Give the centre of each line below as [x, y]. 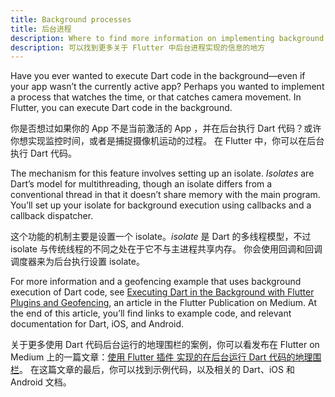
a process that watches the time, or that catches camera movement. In [156, 97]
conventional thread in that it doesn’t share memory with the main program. [165, 195]
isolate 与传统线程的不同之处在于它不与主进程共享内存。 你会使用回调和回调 [166, 249]
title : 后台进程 [41, 29]
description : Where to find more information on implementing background [167, 38]
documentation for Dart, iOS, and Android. [97, 324]
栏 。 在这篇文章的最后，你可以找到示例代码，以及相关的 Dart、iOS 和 [152, 370]
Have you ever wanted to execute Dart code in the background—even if [158, 76]
